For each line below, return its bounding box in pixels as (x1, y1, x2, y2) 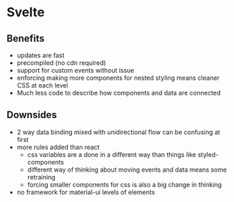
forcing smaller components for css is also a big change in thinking (27, 180, 222, 189)
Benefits (6, 32, 45, 44)
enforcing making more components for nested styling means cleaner (16, 73, 220, 82)
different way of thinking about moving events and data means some (27, 165, 227, 174)
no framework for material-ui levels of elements (16, 188, 156, 196)
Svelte (6, 4, 45, 20)
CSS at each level (16, 81, 68, 89)
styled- (197, 150, 219, 159)
